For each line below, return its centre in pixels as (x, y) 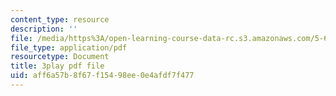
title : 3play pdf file (57, 66)
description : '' (44, 29)
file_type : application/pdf (69, 47)
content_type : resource (60, 19)
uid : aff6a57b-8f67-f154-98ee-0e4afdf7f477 (102, 76)
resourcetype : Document (60, 57)
